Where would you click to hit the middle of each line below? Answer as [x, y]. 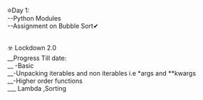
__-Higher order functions [45, 81]
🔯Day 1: [19, 10]
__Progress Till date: [37, 58]
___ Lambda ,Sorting [37, 88]
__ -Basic [21, 66]
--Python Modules [35, 18]
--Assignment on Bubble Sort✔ [53, 26]
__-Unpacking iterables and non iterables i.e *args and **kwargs [102, 73]
